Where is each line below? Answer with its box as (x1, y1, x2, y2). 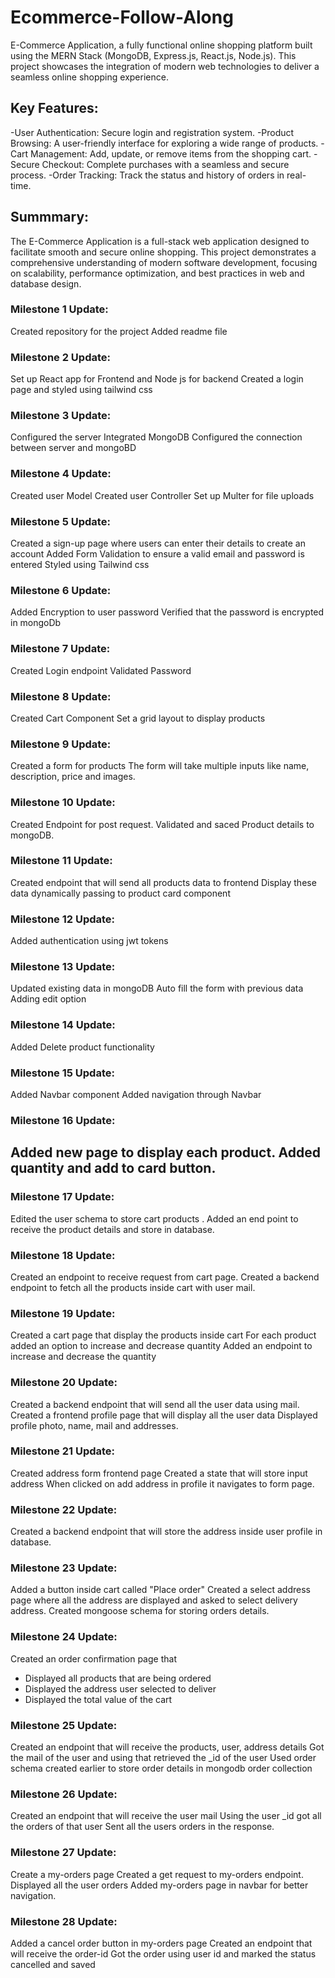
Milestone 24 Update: (10, 1630, 118, 1644)
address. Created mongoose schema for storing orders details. (10, 1605, 270, 1617)
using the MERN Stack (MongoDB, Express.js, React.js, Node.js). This (10, 49, 297, 61)
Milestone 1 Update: (10, 302, 109, 316)
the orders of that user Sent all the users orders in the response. (10, 1821, 275, 1833)
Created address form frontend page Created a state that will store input (10, 1467, 308, 1479)
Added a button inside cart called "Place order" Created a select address (10, 1584, 311, 1596)
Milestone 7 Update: (10, 642, 111, 656)
